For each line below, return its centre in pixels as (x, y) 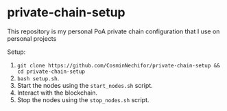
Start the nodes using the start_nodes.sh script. (85, 85)
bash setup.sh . (38, 78)
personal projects (32, 38)
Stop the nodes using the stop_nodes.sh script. (83, 99)
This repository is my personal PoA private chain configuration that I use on (113, 31)
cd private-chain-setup (51, 72)
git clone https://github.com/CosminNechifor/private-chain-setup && (119, 65)
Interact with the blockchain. (57, 93)
